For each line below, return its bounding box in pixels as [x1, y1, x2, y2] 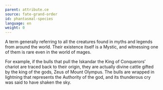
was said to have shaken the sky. [5, 79, 72, 86]
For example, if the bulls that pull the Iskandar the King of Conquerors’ [5, 59, 146, 65]
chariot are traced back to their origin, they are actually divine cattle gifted [5, 64, 154, 70]
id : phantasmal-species [5, 16, 54, 21]
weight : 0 [5, 25, 25, 30]
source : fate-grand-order [5, 12, 57, 17]
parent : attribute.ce [5, 7, 49, 12]
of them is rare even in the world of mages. [5, 49, 91, 55]
